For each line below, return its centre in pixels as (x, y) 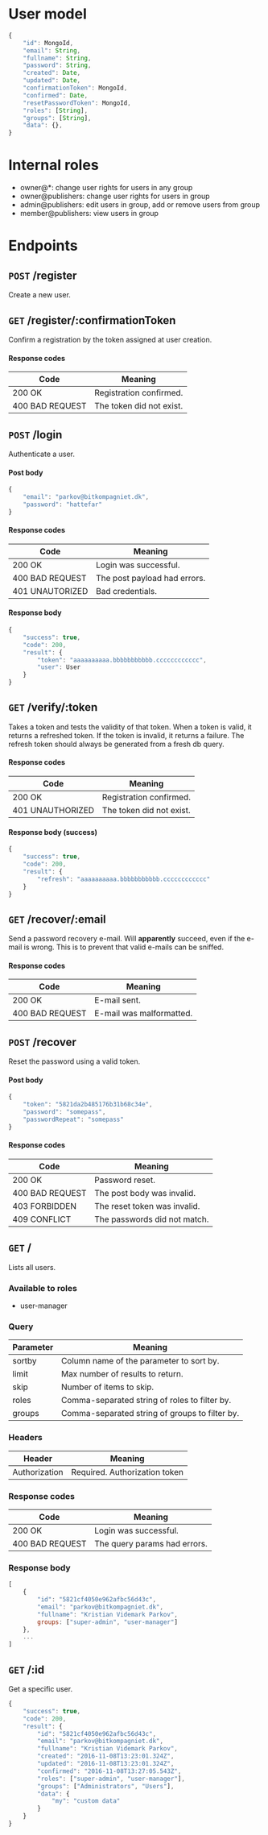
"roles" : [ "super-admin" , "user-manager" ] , (111, 1779)
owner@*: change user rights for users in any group (106, 188)
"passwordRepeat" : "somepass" (74, 1120)
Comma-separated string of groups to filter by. (150, 1414)
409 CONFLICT (42, 1219)
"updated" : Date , (52, 81)
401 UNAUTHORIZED (54, 811)
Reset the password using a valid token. (74, 1061)
